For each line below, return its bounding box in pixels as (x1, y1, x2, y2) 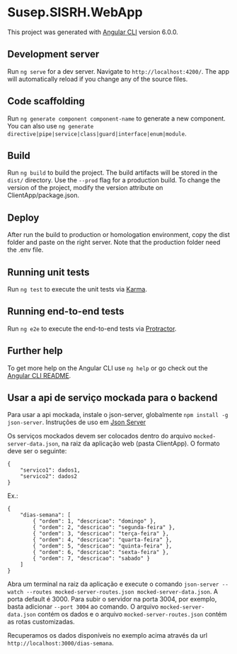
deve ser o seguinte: (7, 447, 67, 455)
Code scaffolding (7, 95, 85, 107)
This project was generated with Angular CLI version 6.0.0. (7, 28, 178, 36)
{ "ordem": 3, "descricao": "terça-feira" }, (33, 530, 170, 538)
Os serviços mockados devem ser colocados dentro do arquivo (7, 432, 192, 440)
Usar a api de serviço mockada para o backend (7, 392, 218, 404)
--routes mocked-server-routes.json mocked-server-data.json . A (25, 587, 218, 596)
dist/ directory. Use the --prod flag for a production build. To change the (7, 176, 221, 184)
